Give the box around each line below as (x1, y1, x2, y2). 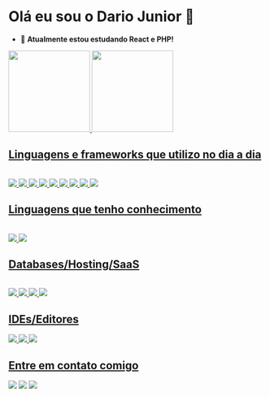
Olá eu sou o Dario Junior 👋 (8, 7, 195, 26)
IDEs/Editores (8, 312, 80, 326)
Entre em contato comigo (8, 358, 139, 373)
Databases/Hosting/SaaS (8, 257, 140, 271)
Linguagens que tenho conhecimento (8, 203, 202, 216)
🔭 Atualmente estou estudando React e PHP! (20, 34, 174, 44)
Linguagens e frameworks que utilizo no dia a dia (8, 148, 262, 162)
